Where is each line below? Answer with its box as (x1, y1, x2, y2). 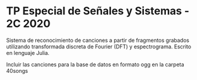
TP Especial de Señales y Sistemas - (6, 4, 190, 18)
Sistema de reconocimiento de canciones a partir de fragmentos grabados (6, 36, 190, 44)
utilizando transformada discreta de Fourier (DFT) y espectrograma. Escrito (6, 43, 192, 50)
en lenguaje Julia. (6, 49, 50, 56)
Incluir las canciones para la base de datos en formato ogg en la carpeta (6, 61, 184, 68)
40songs (6, 67, 28, 74)
